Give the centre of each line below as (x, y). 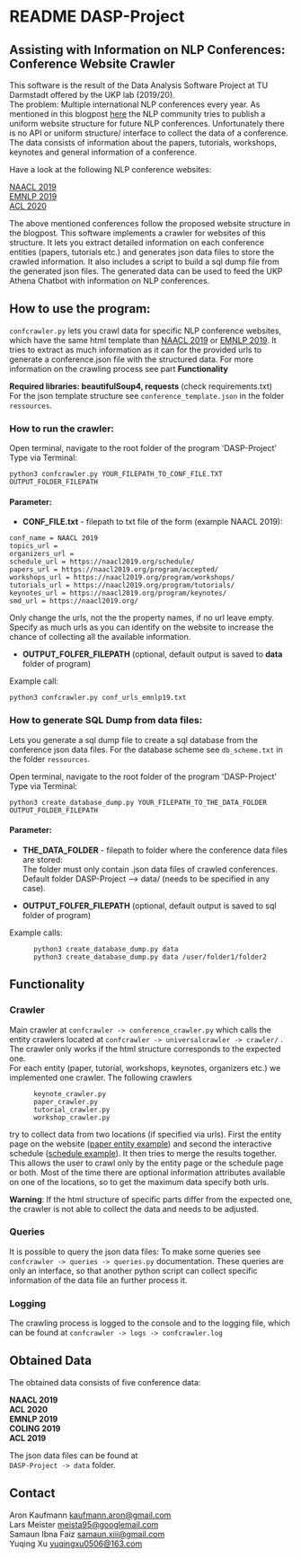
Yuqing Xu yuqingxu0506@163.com (76, 1544)
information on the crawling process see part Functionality (119, 368)
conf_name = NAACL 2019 (54, 538)
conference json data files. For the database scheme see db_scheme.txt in (146, 749)
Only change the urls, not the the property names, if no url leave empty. (142, 618)
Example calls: (36, 933)
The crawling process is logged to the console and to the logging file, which (150, 1323)
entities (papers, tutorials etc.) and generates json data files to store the (142, 252)
